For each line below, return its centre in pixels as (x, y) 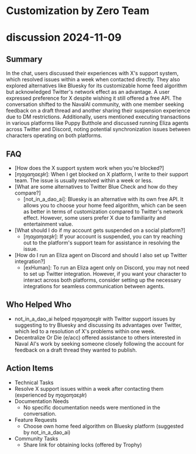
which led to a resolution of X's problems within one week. (85, 331)
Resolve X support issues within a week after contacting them (89, 388)
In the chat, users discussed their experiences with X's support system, (92, 73)
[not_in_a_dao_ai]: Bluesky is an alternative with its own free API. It (103, 199)
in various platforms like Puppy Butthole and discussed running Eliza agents (97, 123)
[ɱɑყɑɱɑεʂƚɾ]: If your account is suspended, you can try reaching (103, 236)
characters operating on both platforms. (54, 135)
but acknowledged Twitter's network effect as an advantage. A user (88, 92)
